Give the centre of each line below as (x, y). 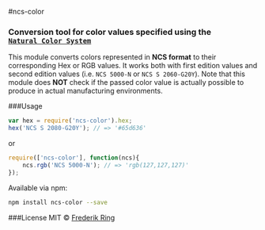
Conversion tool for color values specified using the (110, 32)
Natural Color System (50, 40)
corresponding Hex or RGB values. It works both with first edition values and (133, 66)
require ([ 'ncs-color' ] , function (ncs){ (74, 158)
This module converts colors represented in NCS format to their (112, 57)
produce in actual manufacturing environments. (86, 91)
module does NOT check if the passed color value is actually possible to (126, 82)
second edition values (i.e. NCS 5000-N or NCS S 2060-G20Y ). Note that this (127, 74)
